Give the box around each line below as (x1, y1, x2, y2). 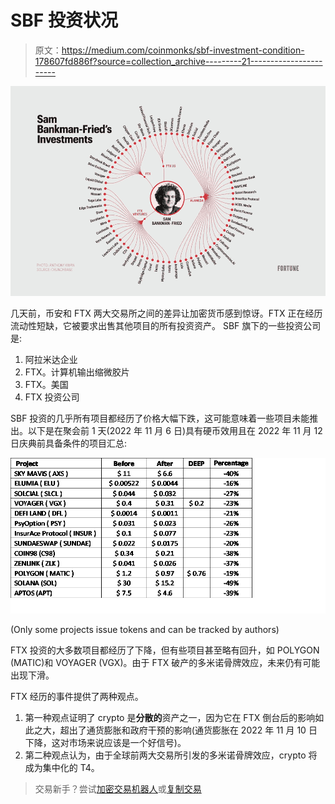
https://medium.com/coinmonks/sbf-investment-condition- (61, 44, 305, 56)
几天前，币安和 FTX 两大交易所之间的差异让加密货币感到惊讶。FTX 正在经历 (10, 307, 323, 320)
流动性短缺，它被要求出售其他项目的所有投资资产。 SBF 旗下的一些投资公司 (10, 320, 322, 332)
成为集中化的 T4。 (24, 762, 100, 774)
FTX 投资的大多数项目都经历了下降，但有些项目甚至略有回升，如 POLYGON (10, 644, 320, 656)
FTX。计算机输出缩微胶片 (24, 366, 130, 378)
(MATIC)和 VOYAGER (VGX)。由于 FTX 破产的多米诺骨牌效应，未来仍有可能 (10, 657, 321, 669)
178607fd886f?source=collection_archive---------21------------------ (34, 55, 323, 67)
